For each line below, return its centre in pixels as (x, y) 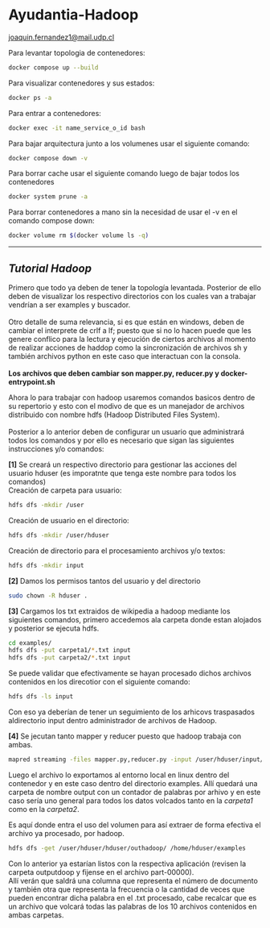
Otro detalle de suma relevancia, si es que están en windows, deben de (127, 322)
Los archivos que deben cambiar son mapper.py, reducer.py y (114, 373)
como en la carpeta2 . (44, 809)
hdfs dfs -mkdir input (46, 565)
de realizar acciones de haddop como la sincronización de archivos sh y (128, 347)
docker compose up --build (53, 67)
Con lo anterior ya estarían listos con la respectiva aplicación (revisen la (127, 863)
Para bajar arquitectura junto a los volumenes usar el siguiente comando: (129, 144)
